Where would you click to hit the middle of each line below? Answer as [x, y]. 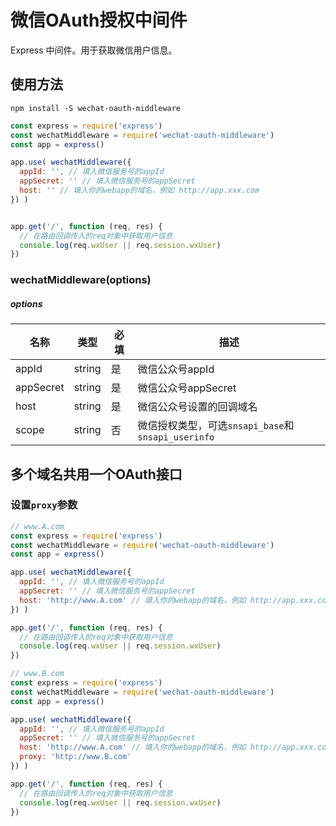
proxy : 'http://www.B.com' [75, 757]
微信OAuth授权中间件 [99, 20]
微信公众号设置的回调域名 [197, 407]
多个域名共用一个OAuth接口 [96, 474]
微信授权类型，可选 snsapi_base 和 [216, 426]
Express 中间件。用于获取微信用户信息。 [94, 50]
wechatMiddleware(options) [81, 280]
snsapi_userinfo [176, 437]
